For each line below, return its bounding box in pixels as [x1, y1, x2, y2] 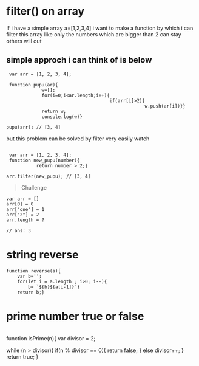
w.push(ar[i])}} [144, 103, 186, 109]
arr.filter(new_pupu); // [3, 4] [6, 173, 91, 179]
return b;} [17, 289, 45, 295]
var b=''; [17, 273, 42, 279]
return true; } [6, 353, 39, 360]
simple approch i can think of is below [6, 55, 152, 65]
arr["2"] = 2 [6, 212, 39, 218]
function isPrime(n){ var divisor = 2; [6, 334, 96, 342]
